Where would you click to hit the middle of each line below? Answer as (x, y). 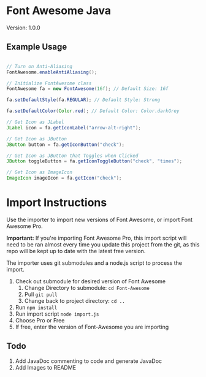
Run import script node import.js (57, 314)
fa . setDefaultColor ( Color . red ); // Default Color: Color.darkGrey (93, 111)
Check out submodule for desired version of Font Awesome (90, 281)
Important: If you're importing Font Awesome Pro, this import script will (97, 238)
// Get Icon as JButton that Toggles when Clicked (72, 156)
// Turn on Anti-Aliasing (39, 66)
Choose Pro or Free (40, 320)
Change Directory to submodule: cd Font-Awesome (87, 288)
